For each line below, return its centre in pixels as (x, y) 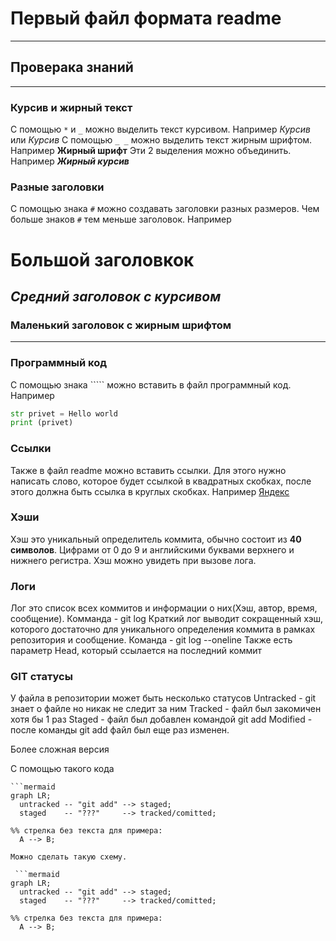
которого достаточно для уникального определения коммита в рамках (163, 629)
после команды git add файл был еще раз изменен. (120, 730)
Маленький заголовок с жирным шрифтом (121, 325)
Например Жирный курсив (70, 161)
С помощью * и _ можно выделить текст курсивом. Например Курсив (160, 129)
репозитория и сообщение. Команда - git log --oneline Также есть (151, 640)
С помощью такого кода (62, 769)
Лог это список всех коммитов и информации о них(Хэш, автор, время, (164, 608)
